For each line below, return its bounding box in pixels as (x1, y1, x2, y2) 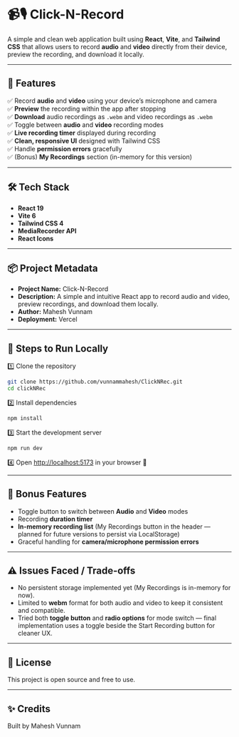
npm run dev (7, 444, 43, 452)
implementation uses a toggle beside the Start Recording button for (17, 621, 216, 630)
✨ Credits (7, 703, 51, 715)
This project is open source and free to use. (7, 676, 136, 684)
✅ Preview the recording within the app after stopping (7, 104, 166, 113)
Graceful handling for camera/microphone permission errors (17, 537, 199, 546)
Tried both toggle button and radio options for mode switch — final (17, 614, 217, 622)
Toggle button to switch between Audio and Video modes (17, 507, 188, 515)
